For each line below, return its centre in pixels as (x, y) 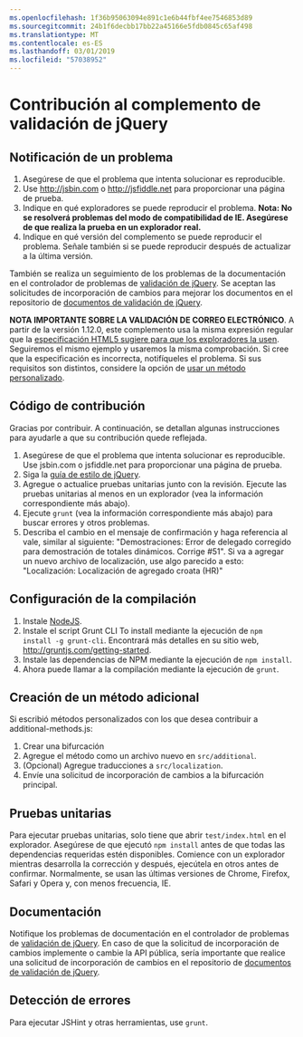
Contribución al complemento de (135, 105)
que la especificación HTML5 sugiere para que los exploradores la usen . (145, 339)
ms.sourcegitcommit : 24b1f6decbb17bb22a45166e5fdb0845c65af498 (131, 26)
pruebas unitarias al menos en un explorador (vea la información (143, 494)
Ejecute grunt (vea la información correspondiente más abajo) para (147, 513)
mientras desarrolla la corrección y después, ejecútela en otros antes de (144, 864)
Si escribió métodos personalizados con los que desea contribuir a (134, 719)
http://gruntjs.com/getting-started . (87, 649)
